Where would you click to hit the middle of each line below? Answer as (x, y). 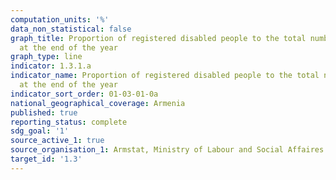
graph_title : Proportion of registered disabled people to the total (158, 38)
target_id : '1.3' (46, 159)
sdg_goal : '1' (40, 131)
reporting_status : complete (69, 122)
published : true (44, 112)
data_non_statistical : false (71, 29)
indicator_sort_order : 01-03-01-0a (84, 94)
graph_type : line (46, 57)
